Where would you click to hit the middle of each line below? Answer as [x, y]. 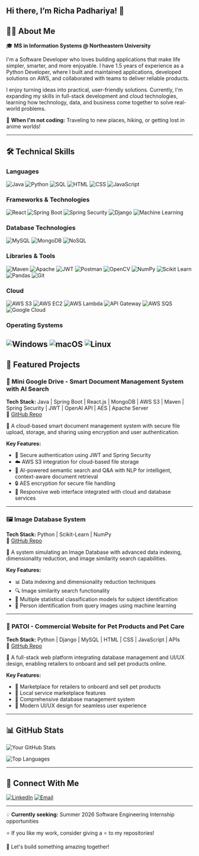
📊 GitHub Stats [35, 731]
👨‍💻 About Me [31, 31]
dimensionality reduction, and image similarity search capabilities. [86, 558]
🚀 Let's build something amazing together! [58, 847]
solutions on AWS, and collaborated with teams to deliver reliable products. [98, 78]
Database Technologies [41, 228]
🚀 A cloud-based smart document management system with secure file [93, 426]
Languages [23, 171]
